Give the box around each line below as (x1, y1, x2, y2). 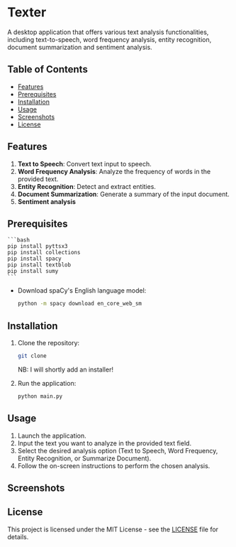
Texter (7, 4, 47, 21)
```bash (7, 237, 30, 244)
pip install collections (7, 249, 81, 256)
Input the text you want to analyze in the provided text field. (17, 438, 192, 448)
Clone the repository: (17, 339, 80, 347)
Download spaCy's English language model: (17, 286, 147, 295)
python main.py (17, 392, 63, 400)
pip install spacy (7, 255, 62, 263)
